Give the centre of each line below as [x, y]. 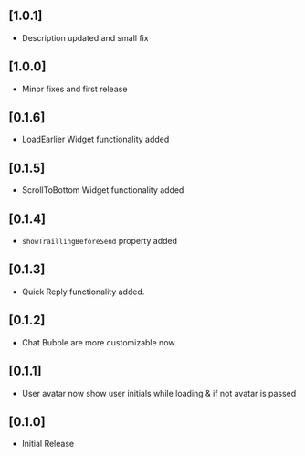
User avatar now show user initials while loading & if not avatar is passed [159, 393]
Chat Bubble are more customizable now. [99, 342]
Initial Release [48, 444]
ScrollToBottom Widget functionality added [103, 190]
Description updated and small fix [85, 37]
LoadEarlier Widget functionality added [95, 139]
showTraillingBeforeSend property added [100, 241]
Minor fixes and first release [74, 89]
